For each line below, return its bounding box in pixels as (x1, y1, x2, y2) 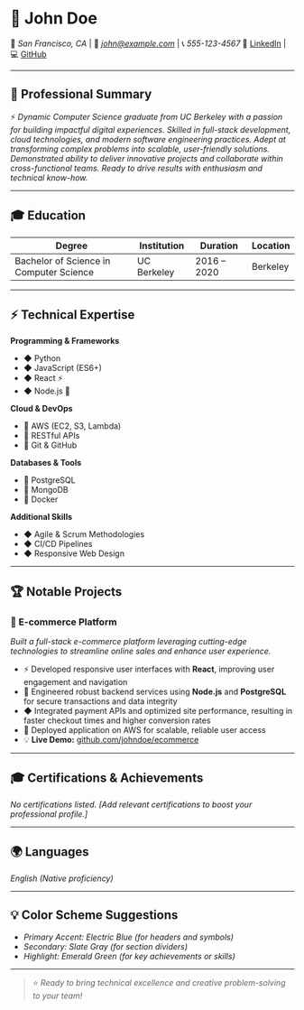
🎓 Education (10, 208, 87, 224)
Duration (199, 239, 238, 252)
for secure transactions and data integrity (23, 696, 179, 707)
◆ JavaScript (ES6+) (23, 363, 103, 374)
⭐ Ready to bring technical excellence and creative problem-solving (32, 977, 286, 987)
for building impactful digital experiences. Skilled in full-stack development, (10, 124, 291, 134)
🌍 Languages (10, 844, 89, 860)
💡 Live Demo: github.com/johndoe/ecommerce (23, 735, 199, 746)
